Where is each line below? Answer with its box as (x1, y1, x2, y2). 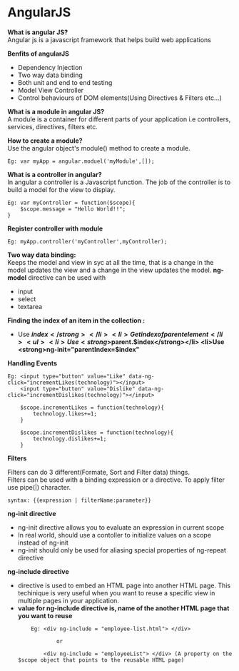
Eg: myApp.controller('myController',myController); (7, 238, 168, 245)
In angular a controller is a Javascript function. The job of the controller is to (7, 178, 231, 186)
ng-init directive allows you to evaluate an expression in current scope (17, 523, 225, 532)
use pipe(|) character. (7, 483, 71, 491)
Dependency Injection (17, 63, 83, 71)
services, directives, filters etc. (7, 122, 98, 131)
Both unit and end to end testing (17, 78, 113, 86)
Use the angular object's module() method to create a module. (7, 143, 190, 152)
